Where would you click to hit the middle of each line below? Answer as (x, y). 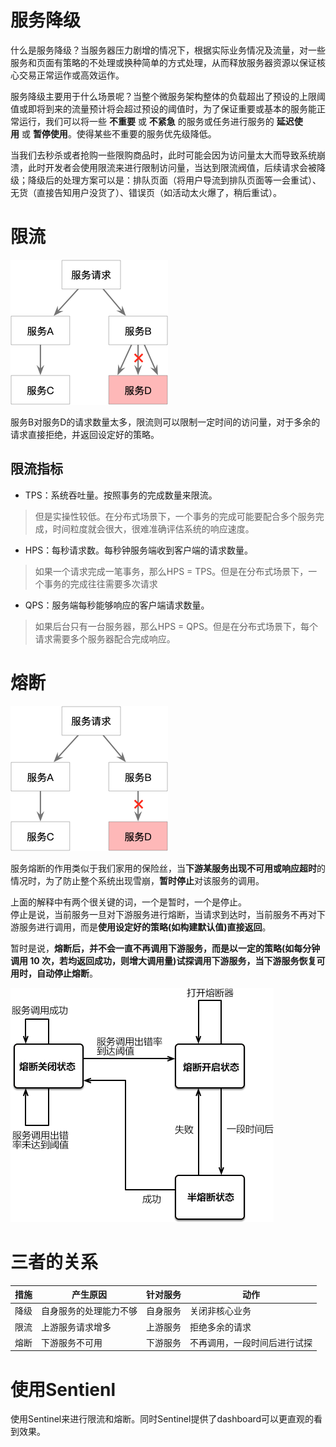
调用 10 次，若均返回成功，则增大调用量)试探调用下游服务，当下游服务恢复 (163, 960)
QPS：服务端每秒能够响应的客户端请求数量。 (117, 605)
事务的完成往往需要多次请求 (100, 583)
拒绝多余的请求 (220, 1327)
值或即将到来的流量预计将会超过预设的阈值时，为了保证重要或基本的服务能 (163, 108)
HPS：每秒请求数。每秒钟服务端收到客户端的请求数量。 (139, 550)
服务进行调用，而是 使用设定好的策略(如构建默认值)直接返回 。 (145, 927)
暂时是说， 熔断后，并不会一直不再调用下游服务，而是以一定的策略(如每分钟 (165, 948)
